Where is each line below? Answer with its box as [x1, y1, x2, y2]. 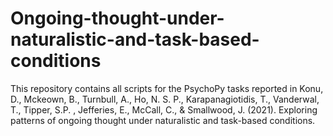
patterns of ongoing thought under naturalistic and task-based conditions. [10, 114, 316, 126]
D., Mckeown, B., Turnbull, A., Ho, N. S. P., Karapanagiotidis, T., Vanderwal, [10, 93, 320, 105]
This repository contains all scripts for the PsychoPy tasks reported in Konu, [10, 82, 324, 94]
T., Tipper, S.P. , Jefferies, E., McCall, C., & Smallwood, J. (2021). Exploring [10, 103, 318, 116]
